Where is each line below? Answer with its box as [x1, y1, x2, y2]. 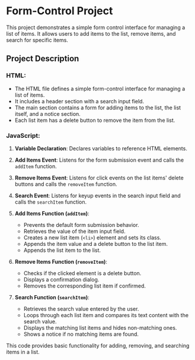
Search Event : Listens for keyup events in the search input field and [14, 192, 181, 199]
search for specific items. [6, 36, 68, 43]
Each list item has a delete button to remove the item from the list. [14, 116, 175, 124]
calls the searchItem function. [14, 198, 87, 206]
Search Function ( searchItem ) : [14, 293, 90, 301]
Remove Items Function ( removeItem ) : [14, 258, 108, 265]
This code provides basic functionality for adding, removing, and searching [6, 342, 190, 349]
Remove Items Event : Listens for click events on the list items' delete [14, 174, 184, 181]
